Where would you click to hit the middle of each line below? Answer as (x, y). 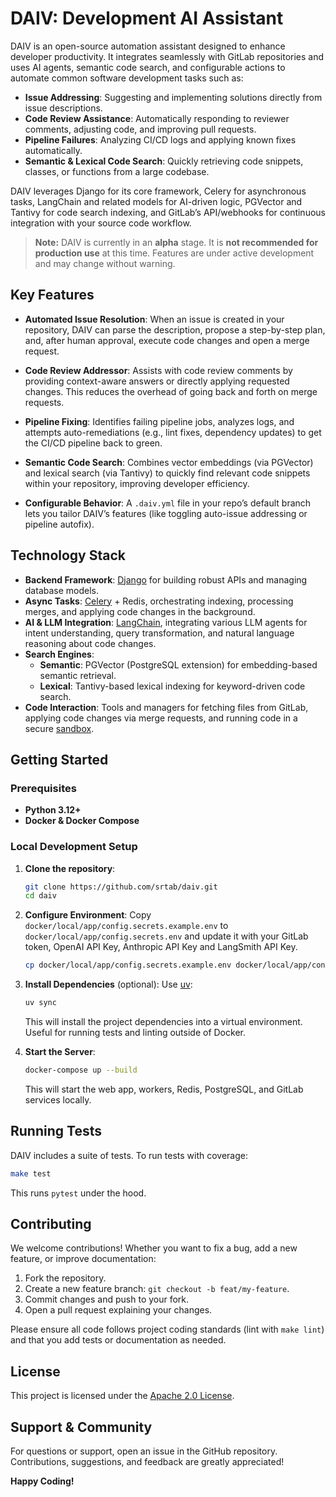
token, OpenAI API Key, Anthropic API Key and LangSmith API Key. (161, 947)
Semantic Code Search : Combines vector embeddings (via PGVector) (169, 462)
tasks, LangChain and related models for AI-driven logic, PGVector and (156, 201)
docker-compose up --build (81, 1070)
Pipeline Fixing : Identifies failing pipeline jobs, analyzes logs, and (159, 421)
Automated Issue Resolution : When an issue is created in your (154, 319)
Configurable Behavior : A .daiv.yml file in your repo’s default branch (168, 503)
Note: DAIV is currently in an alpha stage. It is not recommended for (176, 242)
